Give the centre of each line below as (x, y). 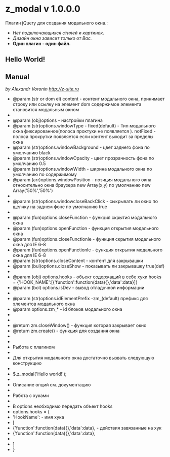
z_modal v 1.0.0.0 (43, 9)
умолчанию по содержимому (45, 174)
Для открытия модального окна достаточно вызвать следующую (83, 358)
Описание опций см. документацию (52, 385)
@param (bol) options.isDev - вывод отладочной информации (78, 288)
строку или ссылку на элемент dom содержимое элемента (77, 104)
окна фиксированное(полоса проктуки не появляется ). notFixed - (84, 131)
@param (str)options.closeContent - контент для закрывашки (78, 261)
